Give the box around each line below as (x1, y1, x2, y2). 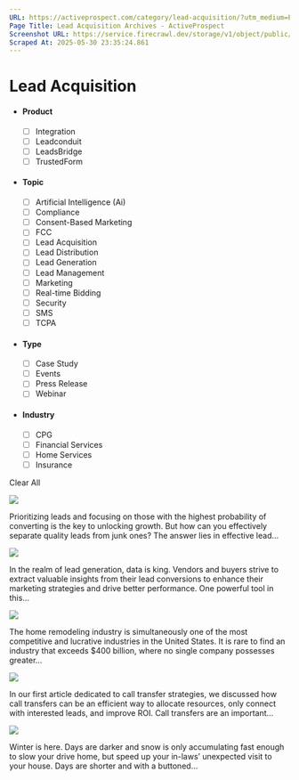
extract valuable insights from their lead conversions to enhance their (9, 573, 264, 584)
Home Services (35, 449, 93, 459)
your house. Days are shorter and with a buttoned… (9, 760, 198, 771)
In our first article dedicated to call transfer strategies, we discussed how (9, 688, 278, 699)
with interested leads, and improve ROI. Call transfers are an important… (9, 707, 274, 718)
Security (35, 297, 67, 308)
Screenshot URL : (9, 29, 69, 38)
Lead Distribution (35, 247, 99, 258)
